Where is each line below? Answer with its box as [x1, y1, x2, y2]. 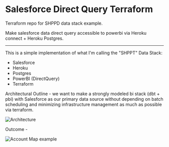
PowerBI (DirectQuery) [12, 76, 60, 82]
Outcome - [5, 126, 28, 132]
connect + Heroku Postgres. [5, 35, 64, 41]
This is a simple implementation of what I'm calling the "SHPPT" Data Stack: [5, 49, 162, 56]
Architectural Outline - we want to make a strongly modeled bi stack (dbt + [5, 91, 160, 97]
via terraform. [5, 107, 34, 113]
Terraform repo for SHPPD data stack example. [5, 20, 103, 26]
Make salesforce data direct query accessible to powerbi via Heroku [5, 30, 147, 36]
